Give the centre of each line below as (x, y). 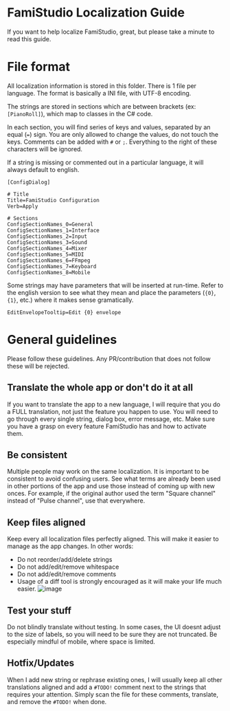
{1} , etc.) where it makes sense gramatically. (70, 300)
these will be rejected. (38, 366)
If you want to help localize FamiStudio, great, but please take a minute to (111, 32)
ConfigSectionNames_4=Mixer (47, 248)
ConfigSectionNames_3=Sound (47, 242)
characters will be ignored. (45, 149)
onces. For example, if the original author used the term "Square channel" (112, 494)
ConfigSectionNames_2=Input (47, 236)
